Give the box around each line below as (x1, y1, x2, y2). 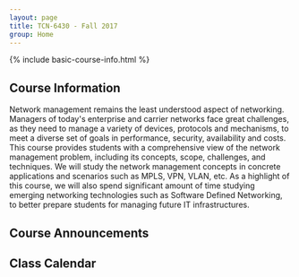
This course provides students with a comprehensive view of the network (9, 143, 280, 153)
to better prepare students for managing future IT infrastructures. (9, 199, 250, 211)
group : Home (9, 30, 54, 39)
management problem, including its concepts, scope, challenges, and (9, 151, 266, 162)
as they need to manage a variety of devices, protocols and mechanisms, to (9, 123, 289, 134)
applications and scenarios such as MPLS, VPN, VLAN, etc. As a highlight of (9, 171, 290, 182)
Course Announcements (9, 225, 149, 240)
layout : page (9, 13, 58, 22)
